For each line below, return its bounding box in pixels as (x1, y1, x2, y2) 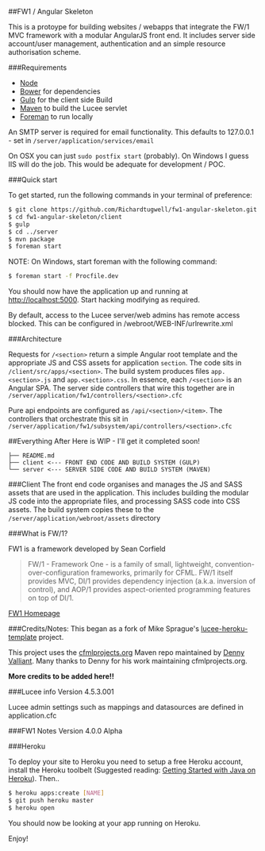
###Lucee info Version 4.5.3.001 (8, 687, 114, 697)
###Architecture (8, 334, 62, 344)
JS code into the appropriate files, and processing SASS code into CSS (8, 496, 240, 506)
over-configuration (27, 568, 90, 578)
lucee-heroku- (201, 624, 248, 633)
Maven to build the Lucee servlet (19, 103, 128, 113)
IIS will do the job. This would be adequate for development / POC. (8, 160, 226, 169)
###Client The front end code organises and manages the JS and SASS (8, 479, 243, 489)
